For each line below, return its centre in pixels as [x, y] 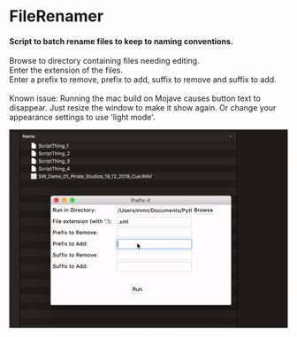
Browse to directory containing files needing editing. [105, 61]
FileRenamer [57, 16]
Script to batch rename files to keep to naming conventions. [122, 41]
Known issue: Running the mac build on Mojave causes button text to [135, 98]
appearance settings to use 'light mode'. [83, 118]
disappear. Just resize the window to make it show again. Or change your [143, 108]
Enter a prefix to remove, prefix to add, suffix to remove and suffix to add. [143, 80]
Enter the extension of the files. [66, 70]
